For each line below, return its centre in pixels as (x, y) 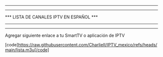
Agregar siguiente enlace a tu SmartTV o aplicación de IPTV (65, 35)
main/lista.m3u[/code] (27, 50)
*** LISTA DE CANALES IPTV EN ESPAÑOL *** (51, 17)
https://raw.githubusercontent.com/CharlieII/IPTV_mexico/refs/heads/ (88, 45)
